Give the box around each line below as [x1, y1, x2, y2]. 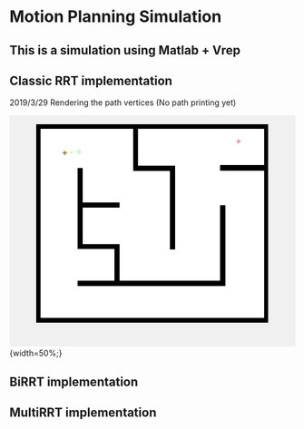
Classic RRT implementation [9, 73, 172, 88]
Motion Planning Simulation [9, 6, 222, 27]
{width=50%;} [9, 347, 63, 359]
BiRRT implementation [9, 374, 139, 389]
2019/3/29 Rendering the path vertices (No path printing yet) [9, 97, 237, 108]
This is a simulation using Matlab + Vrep [9, 43, 240, 58]
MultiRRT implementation [9, 405, 157, 421]
